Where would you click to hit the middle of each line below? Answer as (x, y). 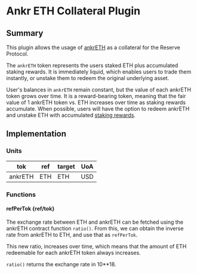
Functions (21, 194)
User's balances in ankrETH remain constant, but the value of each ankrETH (99, 90)
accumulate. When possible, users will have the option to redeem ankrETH (98, 109)
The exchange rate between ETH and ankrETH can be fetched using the (95, 222)
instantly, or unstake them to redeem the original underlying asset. (88, 78)
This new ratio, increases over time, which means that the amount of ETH (96, 246)
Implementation (36, 134)
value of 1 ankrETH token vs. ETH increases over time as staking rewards (96, 102)
